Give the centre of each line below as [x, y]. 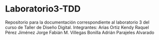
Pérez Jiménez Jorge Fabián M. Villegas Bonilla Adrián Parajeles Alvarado [80, 32]
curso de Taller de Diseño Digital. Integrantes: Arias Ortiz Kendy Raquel [77, 27]
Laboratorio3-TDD [43, 9]
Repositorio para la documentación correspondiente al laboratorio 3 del [77, 22]
